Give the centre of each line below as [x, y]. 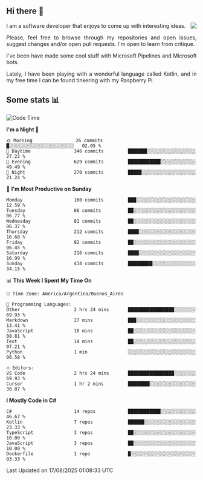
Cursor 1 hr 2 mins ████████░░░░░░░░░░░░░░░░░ [101, 384]
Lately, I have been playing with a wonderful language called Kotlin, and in [101, 74]
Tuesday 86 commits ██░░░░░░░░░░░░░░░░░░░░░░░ [101, 210]
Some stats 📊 [33, 100]
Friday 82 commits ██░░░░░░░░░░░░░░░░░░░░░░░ [101, 242]
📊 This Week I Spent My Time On [49, 280]
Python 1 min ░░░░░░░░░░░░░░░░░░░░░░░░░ [101, 352]
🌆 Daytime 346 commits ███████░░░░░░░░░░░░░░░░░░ [101, 151]
